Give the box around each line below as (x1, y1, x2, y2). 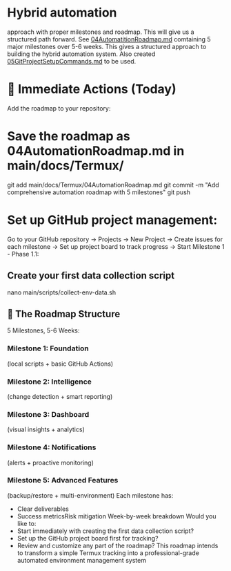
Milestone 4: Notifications (7, 442, 97, 452)
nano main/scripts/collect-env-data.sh (7, 288, 116, 297)
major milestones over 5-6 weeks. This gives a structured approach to (7, 42, 207, 50)
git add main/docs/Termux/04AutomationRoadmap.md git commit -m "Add (7, 180, 219, 189)
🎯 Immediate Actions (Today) (7, 82, 177, 97)
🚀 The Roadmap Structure (7, 308, 121, 319)
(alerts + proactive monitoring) (7, 458, 94, 467)
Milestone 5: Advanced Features (7, 476, 119, 485)
